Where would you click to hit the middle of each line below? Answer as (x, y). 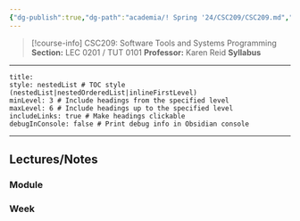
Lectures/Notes (54, 160)
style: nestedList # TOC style (67, 85)
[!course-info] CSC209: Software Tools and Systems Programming (154, 43)
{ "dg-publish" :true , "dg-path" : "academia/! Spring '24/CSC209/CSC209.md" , (150, 17)
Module (26, 184)
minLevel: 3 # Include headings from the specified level (119, 100)
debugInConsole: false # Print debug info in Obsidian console (129, 124)
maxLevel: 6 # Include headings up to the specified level (121, 108)
